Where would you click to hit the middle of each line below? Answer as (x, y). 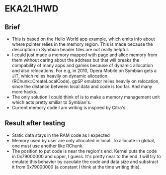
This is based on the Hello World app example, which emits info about (83, 39)
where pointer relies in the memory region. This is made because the (82, 44)
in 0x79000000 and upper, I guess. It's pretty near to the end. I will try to (86, 156)
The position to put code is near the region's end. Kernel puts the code (84, 151)
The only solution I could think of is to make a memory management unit (86, 97)
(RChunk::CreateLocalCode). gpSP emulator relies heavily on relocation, (86, 81)
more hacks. (25, 92)
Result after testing (35, 123)
